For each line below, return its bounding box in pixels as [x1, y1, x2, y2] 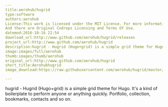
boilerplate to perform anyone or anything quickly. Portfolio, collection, [5, 91, 151, 97]
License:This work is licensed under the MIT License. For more [5, 21, 142, 26]
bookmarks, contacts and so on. [5, 96, 71, 102]
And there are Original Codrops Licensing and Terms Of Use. [5, 26, 135, 31]
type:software [5, 12, 35, 17]
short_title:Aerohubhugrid [5, 63, 61, 68]
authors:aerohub [5, 16, 39, 21]
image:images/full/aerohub [5, 49, 61, 54]
